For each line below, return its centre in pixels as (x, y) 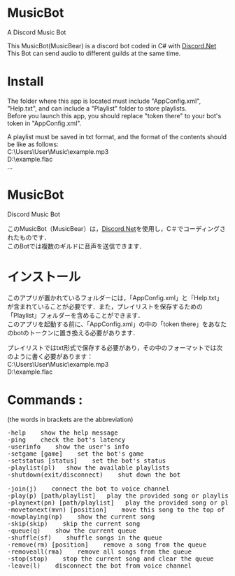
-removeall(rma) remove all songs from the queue (100, 552)
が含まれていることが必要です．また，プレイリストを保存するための (105, 307)
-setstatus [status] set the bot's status (87, 461)
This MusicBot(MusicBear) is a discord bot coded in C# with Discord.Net (112, 45)
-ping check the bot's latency (66, 440)
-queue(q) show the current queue (72, 531)
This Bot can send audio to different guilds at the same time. (94, 53)
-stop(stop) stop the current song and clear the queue (111, 559)
